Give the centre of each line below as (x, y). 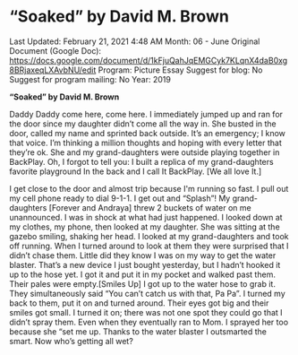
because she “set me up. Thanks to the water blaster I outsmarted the (138, 331)
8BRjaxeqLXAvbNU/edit (53, 70)
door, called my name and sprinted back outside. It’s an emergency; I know (148, 133)
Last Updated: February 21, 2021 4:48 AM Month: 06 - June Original (135, 41)
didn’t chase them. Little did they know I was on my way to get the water (143, 255)
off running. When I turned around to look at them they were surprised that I (149, 246)
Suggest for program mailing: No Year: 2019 (90, 79)
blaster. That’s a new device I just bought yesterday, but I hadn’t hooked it (145, 264)
